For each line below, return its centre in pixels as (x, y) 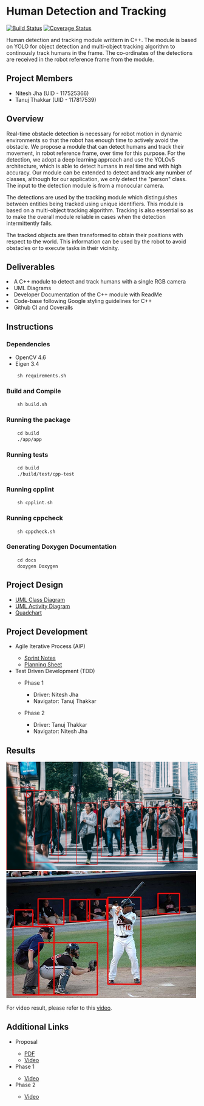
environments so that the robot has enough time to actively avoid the (92, 140)
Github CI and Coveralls (44, 308)
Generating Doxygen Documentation (62, 547)
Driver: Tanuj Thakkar (60, 725)
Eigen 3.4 (27, 364)
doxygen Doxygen (38, 566)
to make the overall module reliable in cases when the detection (86, 216)
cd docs (27, 560)
